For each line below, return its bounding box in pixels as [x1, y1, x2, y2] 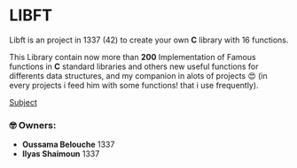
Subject [9, 96, 37, 107]
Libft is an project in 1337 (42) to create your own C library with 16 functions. [9, 34, 289, 45]
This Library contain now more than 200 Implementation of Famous [9, 51, 256, 62]
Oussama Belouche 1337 [21, 139, 115, 150]
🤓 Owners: [9, 118, 57, 131]
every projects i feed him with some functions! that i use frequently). [9, 80, 259, 90]
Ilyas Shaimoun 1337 [21, 149, 100, 159]
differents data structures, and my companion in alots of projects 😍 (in [9, 70, 268, 80]
